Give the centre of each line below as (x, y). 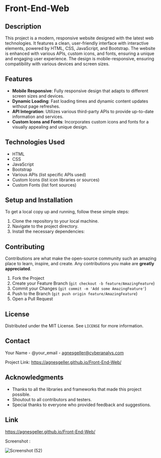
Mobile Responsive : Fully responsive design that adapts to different (80, 91)
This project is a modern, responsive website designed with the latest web (80, 38)
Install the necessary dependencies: (48, 232)
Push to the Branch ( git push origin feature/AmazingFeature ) (75, 294)
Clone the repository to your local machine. (55, 221)
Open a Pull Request (33, 299)
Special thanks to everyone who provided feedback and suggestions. (81, 405)
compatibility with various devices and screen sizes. (57, 64)
